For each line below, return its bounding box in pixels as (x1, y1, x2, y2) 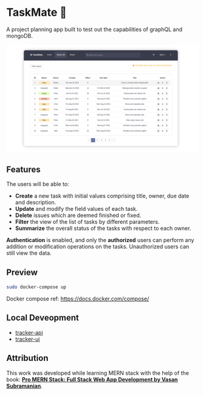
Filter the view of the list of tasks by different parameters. (15, 218, 160, 226)
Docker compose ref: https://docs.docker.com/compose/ (6, 295, 150, 302)
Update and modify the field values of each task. (15, 205, 138, 213)
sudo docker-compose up (6, 284, 67, 290)
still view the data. (6, 249, 52, 257)
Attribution (6, 353, 49, 363)
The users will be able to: (6, 180, 69, 188)
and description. (15, 199, 57, 206)
